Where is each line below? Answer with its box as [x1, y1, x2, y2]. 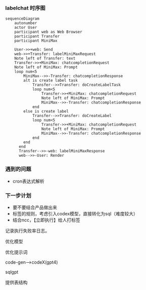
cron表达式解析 [12, 178, 44, 184]
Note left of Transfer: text [14, 56, 76, 61]
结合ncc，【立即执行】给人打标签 [12, 217, 81, 223]
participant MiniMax [14, 38, 58, 43]
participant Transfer [14, 34, 60, 39]
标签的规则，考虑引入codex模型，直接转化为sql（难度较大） [12, 210, 138, 216]
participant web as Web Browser [14, 29, 82, 35]
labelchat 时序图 [5, 4, 45, 11]
